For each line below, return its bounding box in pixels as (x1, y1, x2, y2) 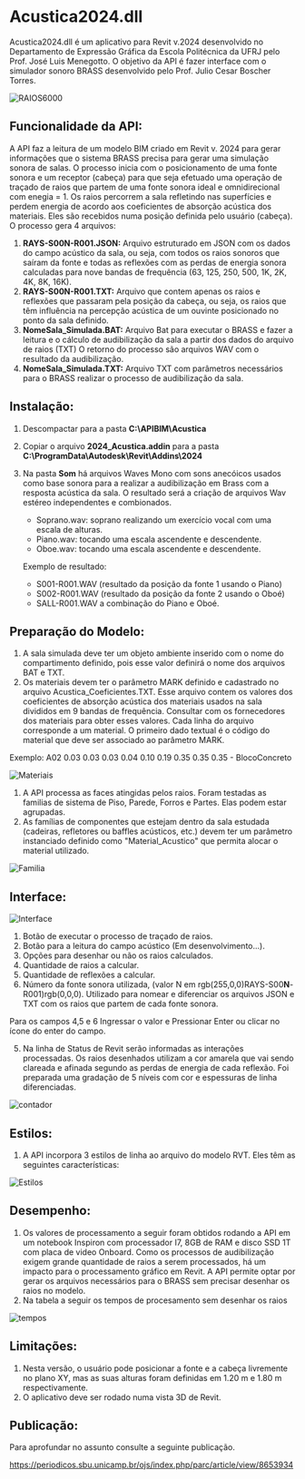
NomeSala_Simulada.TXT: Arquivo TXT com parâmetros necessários (22, 363, 283, 374)
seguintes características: (22, 1160, 120, 1170)
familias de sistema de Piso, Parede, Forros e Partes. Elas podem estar (22, 797, 288, 808)
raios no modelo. (22, 1285, 86, 1296)
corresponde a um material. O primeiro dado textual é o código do (22, 725, 271, 736)
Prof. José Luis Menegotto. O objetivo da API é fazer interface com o (9, 55, 267, 66)
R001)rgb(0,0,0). (22, 989, 84, 1000)
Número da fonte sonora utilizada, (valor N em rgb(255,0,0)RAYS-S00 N (22, 979, 290, 990)
